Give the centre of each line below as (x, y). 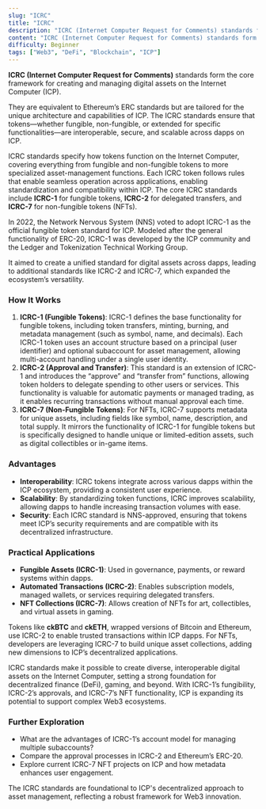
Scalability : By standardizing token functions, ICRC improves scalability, (137, 498)
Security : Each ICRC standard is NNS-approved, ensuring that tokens (133, 515)
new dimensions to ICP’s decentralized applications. (93, 652)
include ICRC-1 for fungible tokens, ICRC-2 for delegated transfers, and (125, 198)
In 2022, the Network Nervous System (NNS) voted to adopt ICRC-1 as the (129, 222)
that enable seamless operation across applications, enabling (108, 181)
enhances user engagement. (66, 773)
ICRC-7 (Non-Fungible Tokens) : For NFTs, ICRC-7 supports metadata (133, 410)
